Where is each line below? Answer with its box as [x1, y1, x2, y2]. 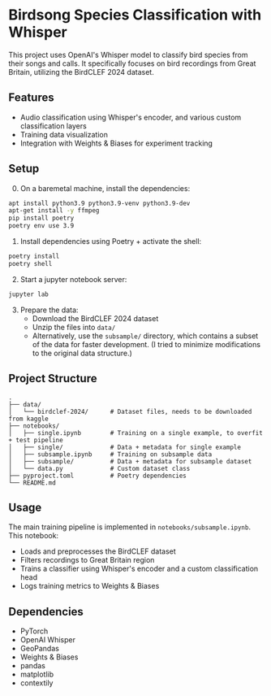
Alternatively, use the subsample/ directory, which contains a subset [32, 331, 259, 341]
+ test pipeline [8, 436, 63, 444]
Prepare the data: [19, 305, 79, 315]
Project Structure [8, 372, 97, 385]
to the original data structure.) [32, 348, 132, 358]
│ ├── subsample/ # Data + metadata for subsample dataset [8, 457, 252, 465]
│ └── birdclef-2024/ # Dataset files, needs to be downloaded [8, 407, 252, 415]
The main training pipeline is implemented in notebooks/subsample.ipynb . [8, 522, 252, 532]
